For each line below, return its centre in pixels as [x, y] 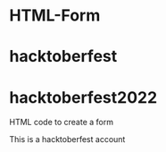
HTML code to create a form [62, 122]
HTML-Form [55, 16]
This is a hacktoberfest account [67, 139]
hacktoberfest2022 [83, 97]
